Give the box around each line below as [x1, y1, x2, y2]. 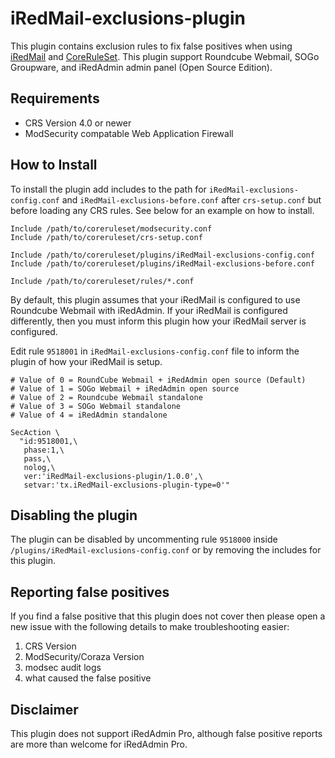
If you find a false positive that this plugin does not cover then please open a [10, 610, 326, 622]
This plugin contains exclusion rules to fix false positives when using [10, 40, 293, 52]
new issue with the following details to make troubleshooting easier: [10, 621, 290, 633]
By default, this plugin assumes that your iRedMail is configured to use [10, 293, 301, 306]
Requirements [10, 90, 100, 107]
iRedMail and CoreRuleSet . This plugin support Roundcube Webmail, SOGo [10, 50, 320, 62]
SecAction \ [10, 427, 60, 437]
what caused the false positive [24, 672, 152, 684]
